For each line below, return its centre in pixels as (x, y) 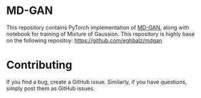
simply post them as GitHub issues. (51, 88)
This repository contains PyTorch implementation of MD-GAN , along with (98, 27)
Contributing (39, 65)
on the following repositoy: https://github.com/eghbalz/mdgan (84, 40)
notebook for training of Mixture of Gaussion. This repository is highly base (100, 33)
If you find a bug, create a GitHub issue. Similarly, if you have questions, (97, 82)
